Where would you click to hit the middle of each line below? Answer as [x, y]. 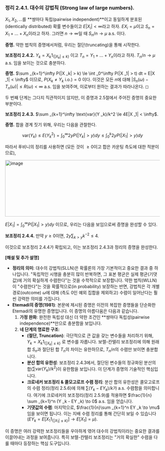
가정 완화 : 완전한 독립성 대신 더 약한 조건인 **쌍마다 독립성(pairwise [84, 317]
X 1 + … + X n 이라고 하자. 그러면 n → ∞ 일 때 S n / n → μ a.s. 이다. [66, 34]
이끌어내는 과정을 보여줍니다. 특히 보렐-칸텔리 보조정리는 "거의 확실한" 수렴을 [79, 437]
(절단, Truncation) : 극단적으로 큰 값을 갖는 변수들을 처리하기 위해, [90, 336]
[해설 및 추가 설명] [22, 257]
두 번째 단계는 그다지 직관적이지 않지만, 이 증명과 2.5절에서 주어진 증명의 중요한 [81, 98]
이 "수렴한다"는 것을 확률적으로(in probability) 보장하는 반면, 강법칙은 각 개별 [86, 286]
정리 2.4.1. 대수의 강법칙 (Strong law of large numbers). [70, 7]
